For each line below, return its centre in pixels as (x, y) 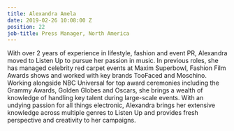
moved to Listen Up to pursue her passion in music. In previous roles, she (113, 61)
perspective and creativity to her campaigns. (72, 120)
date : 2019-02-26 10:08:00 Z (50, 20)
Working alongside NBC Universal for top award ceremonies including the (114, 83)
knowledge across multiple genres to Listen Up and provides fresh (103, 113)
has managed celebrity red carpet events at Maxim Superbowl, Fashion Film (117, 68)
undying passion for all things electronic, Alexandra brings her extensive (111, 105)
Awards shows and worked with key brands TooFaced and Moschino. (107, 76)
